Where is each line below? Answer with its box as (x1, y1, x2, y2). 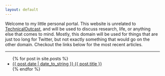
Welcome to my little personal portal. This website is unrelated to (5, 21, 137, 26)
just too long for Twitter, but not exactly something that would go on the (5, 36, 150, 42)
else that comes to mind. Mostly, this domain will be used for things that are (5, 31, 158, 37)
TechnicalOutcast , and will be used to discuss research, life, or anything (5, 25, 151, 32)
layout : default (5, 7, 38, 12)
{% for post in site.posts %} (12, 55, 69, 61)
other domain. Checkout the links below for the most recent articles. (5, 41, 143, 47)
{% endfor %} (12, 66, 41, 72)
